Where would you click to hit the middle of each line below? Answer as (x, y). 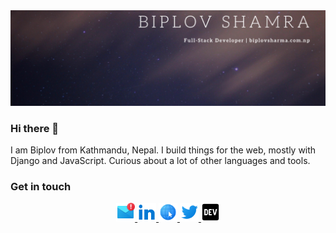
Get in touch (41, 186)
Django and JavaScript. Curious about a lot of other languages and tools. (160, 160)
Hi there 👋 (35, 128)
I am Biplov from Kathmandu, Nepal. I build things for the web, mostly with (163, 150)
